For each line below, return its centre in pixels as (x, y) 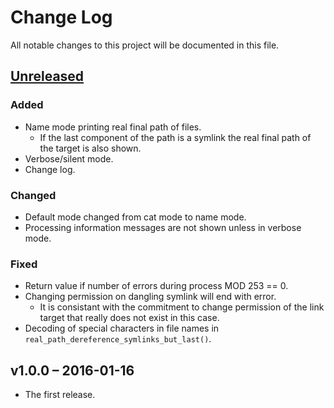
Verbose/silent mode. (69, 158)
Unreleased (47, 76)
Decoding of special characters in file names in (122, 328)
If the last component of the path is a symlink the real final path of (175, 137)
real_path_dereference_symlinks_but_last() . (118, 339)
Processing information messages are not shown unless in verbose (163, 227)
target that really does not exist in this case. (129, 318)
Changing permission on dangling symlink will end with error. (150, 297)
